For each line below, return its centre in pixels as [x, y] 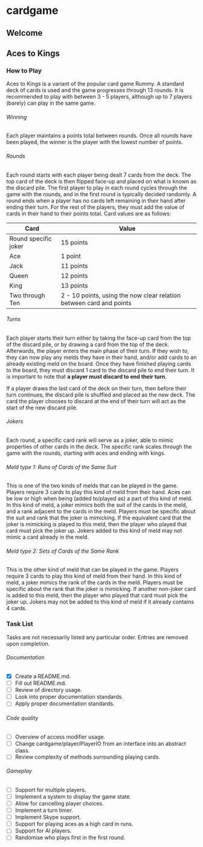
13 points [74, 285]
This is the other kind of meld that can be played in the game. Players [92, 570]
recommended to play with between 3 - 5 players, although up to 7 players [99, 97]
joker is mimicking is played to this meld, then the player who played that [97, 524]
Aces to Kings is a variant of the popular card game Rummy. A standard [95, 84]
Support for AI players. [43, 831]
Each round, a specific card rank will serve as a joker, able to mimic [90, 440]
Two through [27, 295]
